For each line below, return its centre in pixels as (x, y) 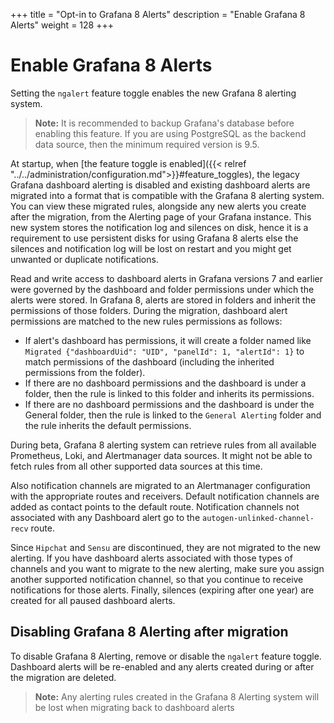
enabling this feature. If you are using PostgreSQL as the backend (170, 133)
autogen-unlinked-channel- (258, 518)
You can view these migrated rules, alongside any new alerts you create (158, 206)
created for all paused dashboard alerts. (93, 600)
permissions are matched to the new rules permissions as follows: (146, 321)
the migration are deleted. (63, 677)
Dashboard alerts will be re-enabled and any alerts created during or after (162, 666)
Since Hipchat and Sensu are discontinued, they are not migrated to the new (166, 547)
